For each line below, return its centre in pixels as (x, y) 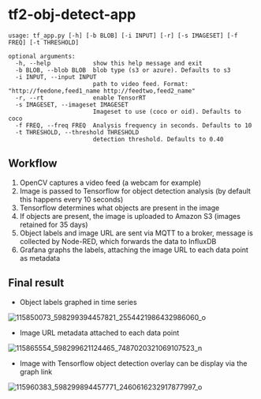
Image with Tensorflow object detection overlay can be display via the (133, 363)
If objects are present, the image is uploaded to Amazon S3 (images (130, 216)
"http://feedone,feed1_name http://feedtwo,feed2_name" (102, 91)
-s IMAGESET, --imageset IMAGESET (72, 104)
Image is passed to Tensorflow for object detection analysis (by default (135, 190)
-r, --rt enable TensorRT (81, 98)
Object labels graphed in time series (78, 302)
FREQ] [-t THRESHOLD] (44, 42)
